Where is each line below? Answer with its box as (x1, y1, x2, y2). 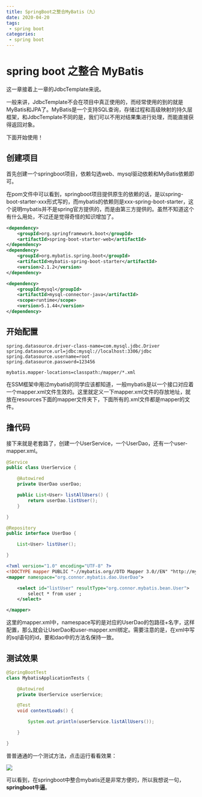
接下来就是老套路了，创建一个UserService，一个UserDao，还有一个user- (6, 440, 188, 447)
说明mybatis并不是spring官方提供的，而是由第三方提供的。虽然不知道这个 (11, 205, 194, 212)
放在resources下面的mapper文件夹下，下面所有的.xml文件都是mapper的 (6, 395, 185, 403)
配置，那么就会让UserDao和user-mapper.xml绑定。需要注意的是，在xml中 (6, 626, 190, 633)
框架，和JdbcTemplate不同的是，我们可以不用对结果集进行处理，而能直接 (6, 113, 189, 120)
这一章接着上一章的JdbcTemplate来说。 (6, 85, 105, 93)
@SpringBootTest (6, 669, 47, 675)
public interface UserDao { (6, 531, 77, 537)
